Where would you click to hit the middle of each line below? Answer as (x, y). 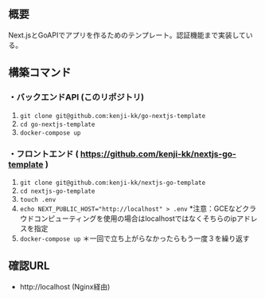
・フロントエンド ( (43, 154)
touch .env (38, 199)
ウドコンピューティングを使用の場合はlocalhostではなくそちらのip (128, 218)
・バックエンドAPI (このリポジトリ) (76, 97)
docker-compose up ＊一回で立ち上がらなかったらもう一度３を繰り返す (135, 238)
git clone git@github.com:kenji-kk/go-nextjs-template (113, 116)
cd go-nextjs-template (57, 124)
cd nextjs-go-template (57, 191)
